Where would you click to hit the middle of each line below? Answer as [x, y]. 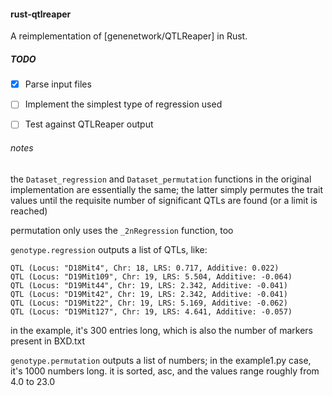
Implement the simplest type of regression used [123, 104]
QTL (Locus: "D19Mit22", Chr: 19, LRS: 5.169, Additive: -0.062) [149, 303]
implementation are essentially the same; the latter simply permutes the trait [167, 189]
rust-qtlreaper [41, 14]
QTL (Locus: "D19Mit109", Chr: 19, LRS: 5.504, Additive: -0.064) [151, 276]
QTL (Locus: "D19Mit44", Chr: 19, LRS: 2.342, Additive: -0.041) [149, 285]
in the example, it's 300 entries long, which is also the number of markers [161, 330]
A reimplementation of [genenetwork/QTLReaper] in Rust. [129, 36]
